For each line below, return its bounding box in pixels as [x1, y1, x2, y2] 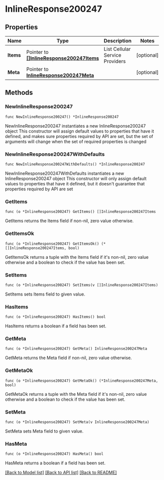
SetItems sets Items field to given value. [5, 291, 85, 297]
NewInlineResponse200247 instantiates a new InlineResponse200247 [5, 123, 146, 129]
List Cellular [103, 46, 131, 52]
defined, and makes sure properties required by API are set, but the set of [5, 133, 154, 139]
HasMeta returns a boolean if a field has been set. [5, 460, 106, 466]
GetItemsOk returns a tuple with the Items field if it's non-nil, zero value [5, 254, 149, 260]
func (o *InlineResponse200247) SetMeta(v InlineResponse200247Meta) [5, 420, 150, 425]
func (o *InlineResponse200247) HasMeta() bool [5, 452, 104, 457]
